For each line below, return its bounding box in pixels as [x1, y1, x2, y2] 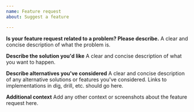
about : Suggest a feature [6, 14, 69, 20]
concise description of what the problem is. [6, 41, 111, 48]
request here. [6, 99, 39, 106]
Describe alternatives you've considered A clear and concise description [6, 70, 185, 77]
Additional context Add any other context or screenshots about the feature [6, 93, 188, 100]
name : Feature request [6, 8, 61, 15]
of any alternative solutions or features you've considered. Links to [6, 76, 167, 83]
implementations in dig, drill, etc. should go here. [6, 82, 124, 89]
